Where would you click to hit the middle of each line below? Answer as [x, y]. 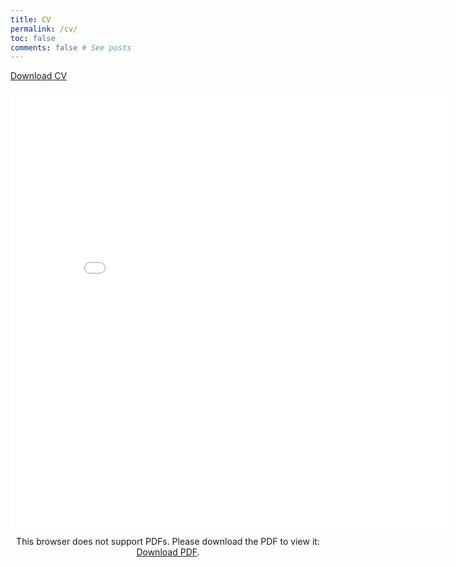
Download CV [39, 76]
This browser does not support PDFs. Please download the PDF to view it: [168, 542]
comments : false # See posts [71, 47]
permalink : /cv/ [44, 29]
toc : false [33, 38]
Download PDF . [168, 552]
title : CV [31, 19]
